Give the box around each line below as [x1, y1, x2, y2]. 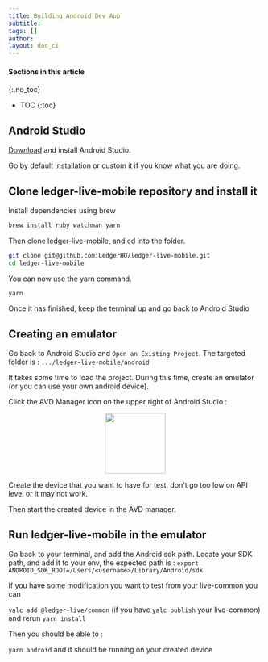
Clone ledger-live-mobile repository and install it [8, 184, 258, 198]
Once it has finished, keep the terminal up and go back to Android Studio [8, 304, 249, 313]
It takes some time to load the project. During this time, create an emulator [8, 373, 255, 383]
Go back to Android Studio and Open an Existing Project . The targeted [8, 349, 246, 358]
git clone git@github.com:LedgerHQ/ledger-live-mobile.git [8, 251, 211, 259]
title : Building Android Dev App [8, 11, 121, 20]
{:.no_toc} [8, 85, 41, 94]
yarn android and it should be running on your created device [8, 645, 213, 655]
